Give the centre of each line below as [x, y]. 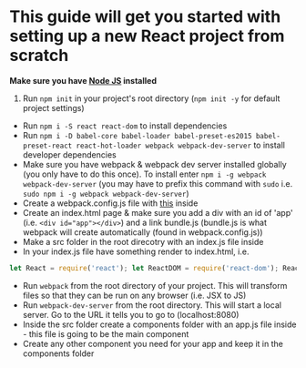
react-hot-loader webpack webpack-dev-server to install [180, 145]
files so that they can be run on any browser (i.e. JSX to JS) [134, 295]
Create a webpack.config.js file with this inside [110, 203]
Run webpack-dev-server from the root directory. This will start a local [152, 305]
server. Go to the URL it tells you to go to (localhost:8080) [131, 314]
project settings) [53, 107]
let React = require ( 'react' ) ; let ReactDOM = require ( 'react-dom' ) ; [144, 268]
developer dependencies [69, 154]
